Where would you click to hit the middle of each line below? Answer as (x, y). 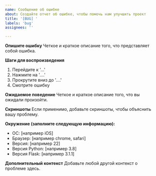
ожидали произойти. (26, 100)
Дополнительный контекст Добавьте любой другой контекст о (71, 163)
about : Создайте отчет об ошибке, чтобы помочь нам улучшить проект (76, 14)
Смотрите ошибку (31, 85)
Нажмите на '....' (29, 75)
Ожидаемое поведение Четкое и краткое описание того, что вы (72, 95)
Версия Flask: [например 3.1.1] (43, 154)
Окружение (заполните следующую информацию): (60, 124)
